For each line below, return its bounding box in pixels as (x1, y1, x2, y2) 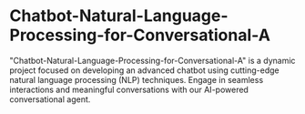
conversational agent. (9, 93, 91, 105)
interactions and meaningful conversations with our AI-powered (9, 84, 249, 95)
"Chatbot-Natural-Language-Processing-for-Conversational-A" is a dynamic (9, 55, 296, 66)
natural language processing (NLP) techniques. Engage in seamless (9, 74, 264, 85)
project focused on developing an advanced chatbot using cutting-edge (9, 65, 280, 76)
